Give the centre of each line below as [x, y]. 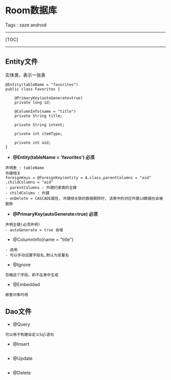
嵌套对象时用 [17, 295]
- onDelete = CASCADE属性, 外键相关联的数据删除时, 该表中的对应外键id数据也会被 [84, 198]
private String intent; [40, 125]
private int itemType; [38, 134]
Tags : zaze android [26, 25]
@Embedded [26, 284]
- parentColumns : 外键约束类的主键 [41, 187]
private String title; [38, 116]
